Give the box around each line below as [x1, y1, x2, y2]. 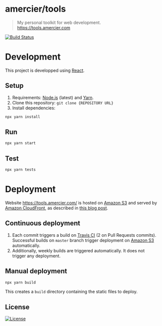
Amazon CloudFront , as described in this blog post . [5, 205, 108, 211]
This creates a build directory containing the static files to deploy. [5, 289, 138, 295]
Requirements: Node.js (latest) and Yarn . [12, 94, 94, 101]
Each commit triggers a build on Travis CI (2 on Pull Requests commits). [12, 232, 157, 238]
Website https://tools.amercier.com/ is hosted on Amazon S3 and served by [5, 200, 157, 205]
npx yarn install [5, 114, 40, 119]
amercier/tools [5, 3, 66, 15]
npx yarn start [5, 141, 36, 146]
